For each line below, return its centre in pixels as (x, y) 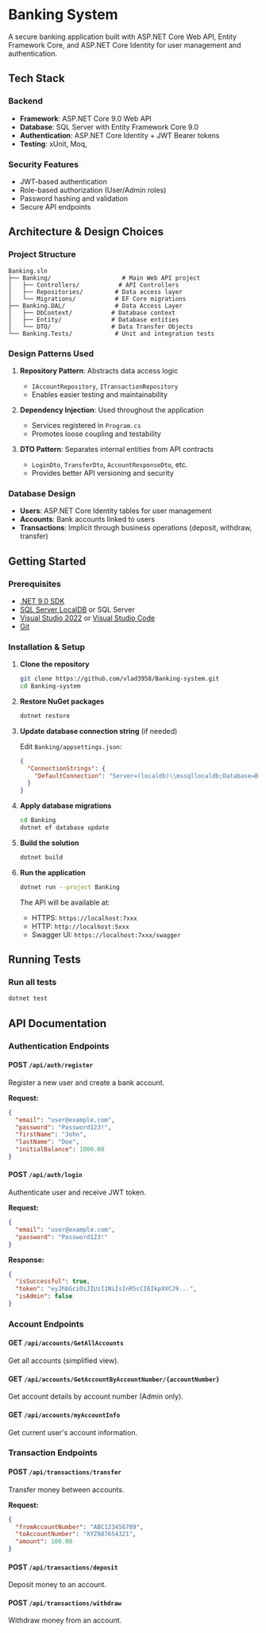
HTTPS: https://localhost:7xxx (84, 917)
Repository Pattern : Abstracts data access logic (99, 370)
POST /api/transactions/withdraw (65, 1603)
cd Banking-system (50, 686)
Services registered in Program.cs (86, 425)
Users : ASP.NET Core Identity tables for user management (116, 511)
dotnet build (41, 857)
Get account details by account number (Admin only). (96, 1396)
